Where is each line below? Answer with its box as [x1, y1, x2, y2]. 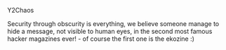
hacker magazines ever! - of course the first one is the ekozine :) [7, 35, 195, 43]
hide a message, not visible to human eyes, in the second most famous [7, 27, 213, 35]
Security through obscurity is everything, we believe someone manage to [7, 20, 220, 27]
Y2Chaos [7, 6, 34, 14]
